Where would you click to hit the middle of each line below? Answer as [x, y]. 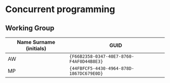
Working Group [30, 28]
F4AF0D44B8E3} [86, 61]
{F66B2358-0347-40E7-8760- [102, 56]
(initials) [36, 48]
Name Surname [36, 42]
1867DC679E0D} [86, 74]
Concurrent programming [60, 9]
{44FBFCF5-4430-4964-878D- [102, 69]
